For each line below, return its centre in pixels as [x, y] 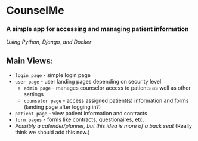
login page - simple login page [53, 75]
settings [33, 94]
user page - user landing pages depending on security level [88, 82]
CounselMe [35, 10]
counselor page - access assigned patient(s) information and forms [106, 101]
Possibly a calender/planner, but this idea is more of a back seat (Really [103, 126]
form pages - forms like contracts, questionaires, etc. [79, 119]
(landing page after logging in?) [62, 107]
